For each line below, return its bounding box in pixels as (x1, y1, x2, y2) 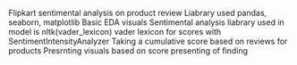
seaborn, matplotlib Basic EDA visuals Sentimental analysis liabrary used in (8, 17, 285, 28)
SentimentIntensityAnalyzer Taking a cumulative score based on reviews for (8, 36, 288, 46)
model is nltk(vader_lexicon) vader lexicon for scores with (8, 27, 222, 37)
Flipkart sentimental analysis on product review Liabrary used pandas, (8, 8, 267, 18)
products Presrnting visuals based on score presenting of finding (8, 45, 248, 56)
